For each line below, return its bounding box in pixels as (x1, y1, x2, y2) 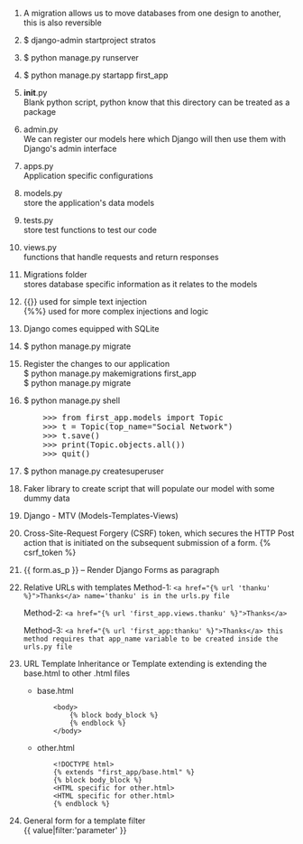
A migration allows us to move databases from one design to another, (23, 8, 282, 18)
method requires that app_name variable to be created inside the (23, 634, 279, 643)
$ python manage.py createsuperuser (23, 465, 165, 476)
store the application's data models (23, 198, 155, 208)
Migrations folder (23, 269, 88, 279)
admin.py (23, 124, 59, 135)
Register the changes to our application (23, 359, 170, 369)
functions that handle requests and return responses (23, 252, 219, 262)
